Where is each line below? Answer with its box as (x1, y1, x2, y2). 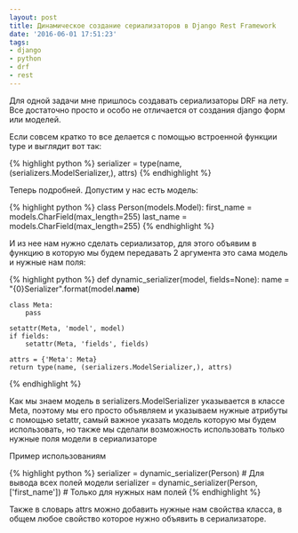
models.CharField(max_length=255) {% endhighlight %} (9, 220, 215, 231)
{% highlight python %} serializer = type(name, (9, 157, 182, 169)
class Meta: (9, 300, 53, 309)
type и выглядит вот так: (9, 140, 102, 151)
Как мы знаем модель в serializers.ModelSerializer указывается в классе (9, 395, 286, 406)
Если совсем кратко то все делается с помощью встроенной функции (9, 131, 278, 142)
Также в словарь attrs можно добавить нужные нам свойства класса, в (9, 504, 283, 514)
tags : (9, 37, 29, 47)
